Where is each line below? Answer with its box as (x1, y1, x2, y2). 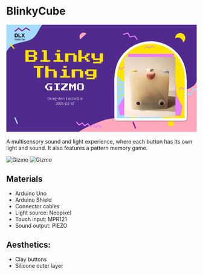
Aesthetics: (6, 239, 51, 250)
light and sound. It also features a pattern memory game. (6, 144, 148, 152)
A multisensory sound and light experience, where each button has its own (6, 138, 193, 145)
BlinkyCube (6, 4, 66, 18)
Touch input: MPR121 (14, 216, 68, 223)
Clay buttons (14, 256, 47, 263)
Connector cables (14, 203, 60, 210)
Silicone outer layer (14, 262, 63, 270)
